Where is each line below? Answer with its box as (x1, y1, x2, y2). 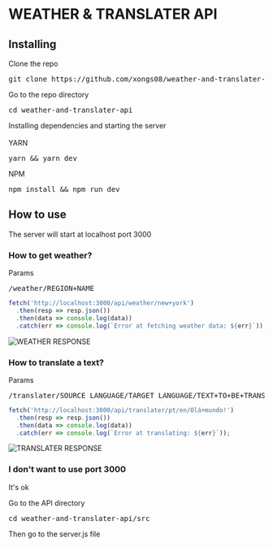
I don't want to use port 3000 (8, 464, 127, 475)
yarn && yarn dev (8, 154, 77, 163)
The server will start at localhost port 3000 (8, 229, 152, 239)
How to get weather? (8, 250, 93, 261)
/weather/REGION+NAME (8, 284, 95, 293)
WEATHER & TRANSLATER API (8, 5, 218, 24)
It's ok (8, 482, 30, 492)
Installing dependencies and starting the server (8, 121, 167, 130)
